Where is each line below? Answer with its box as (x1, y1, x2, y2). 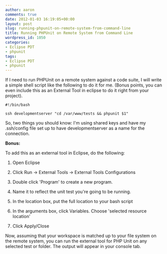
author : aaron (5, 7, 35, 12)
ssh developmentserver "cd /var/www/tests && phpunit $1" (5, 111, 128, 116)
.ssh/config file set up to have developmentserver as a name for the (5, 125, 145, 131)
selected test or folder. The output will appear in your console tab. (5, 243, 141, 249)
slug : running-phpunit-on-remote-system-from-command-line (5, 26, 131, 31)
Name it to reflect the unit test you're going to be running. (12, 188, 131, 195)
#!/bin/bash (5, 102, 30, 107)
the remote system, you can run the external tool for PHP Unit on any (5, 238, 147, 244)
